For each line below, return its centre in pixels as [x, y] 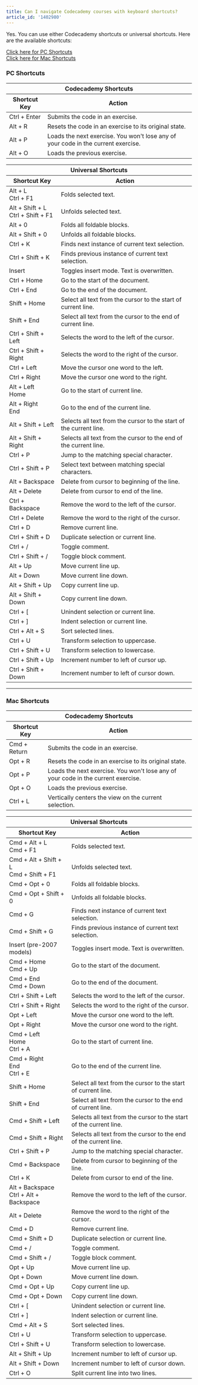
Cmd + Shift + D [31, 1239]
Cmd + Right [27, 1059]
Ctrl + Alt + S [27, 631]
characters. [77, 472]
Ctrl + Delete [27, 517]
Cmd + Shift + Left [34, 1121]
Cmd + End [24, 979]
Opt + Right [25, 1025]
